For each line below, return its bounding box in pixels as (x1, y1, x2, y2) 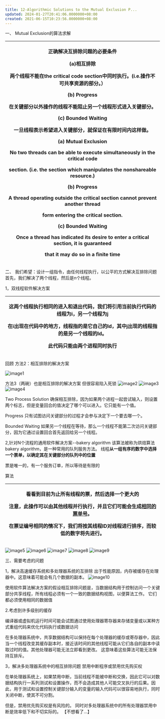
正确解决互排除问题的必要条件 (48, 48, 117, 55)
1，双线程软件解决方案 (5, 285, 50, 291)
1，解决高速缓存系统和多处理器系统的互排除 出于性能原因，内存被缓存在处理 (5, 568, 159, 574)
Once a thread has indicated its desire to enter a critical (16, 234, 149, 241)
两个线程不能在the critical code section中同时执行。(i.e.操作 (9, 73, 151, 80)
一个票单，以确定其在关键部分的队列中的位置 (5, 452, 96, 458)
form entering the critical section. (42, 212, 123, 219)
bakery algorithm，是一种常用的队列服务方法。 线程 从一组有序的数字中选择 (5, 446, 157, 452)
